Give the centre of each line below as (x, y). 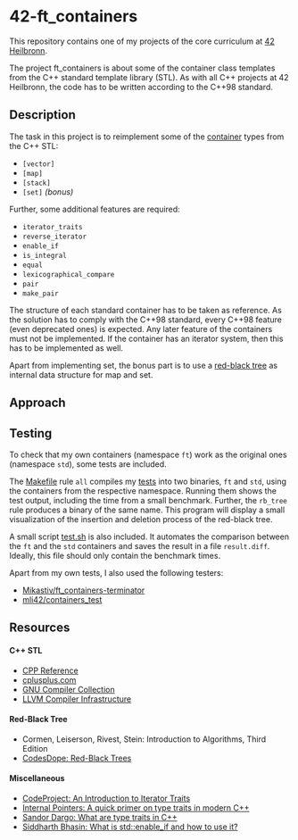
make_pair (41, 293)
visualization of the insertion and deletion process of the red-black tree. (141, 519)
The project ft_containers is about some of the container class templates (142, 68)
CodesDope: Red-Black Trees (77, 758)
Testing (31, 433)
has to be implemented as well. (66, 348)
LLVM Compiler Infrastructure (77, 699)
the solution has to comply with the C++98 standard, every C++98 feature (146, 320)
